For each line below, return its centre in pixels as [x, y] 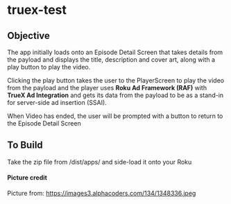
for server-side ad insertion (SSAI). [57, 102]
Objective [29, 36]
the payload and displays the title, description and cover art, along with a [111, 60]
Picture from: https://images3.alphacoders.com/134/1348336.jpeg [102, 194]
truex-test [37, 10]
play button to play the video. [49, 67]
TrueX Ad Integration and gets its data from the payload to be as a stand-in [115, 95]
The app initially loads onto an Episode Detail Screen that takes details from [115, 52]
